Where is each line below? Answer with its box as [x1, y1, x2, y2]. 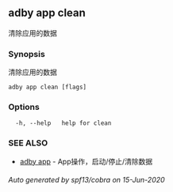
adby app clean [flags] [8, 83, 87, 92]
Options [8, 102, 40, 113]
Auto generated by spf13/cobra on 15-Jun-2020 [8, 175, 165, 185]
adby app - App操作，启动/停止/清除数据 [19, 156, 153, 166]
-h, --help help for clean [15, 119, 112, 127]
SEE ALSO [8, 137, 48, 149]
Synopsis [8, 48, 45, 59]
